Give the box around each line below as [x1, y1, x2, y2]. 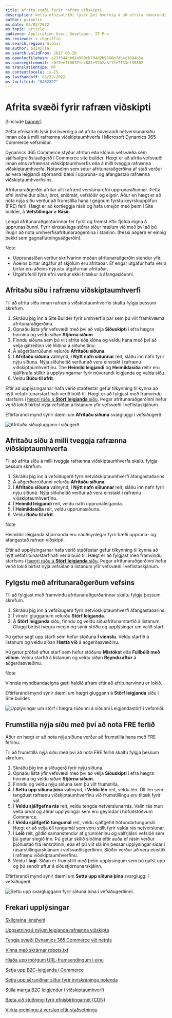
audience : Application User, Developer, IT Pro [5, 31, 109, 37]
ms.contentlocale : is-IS [5, 70, 59, 75]
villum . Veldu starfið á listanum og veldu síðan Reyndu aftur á [5, 655, 137, 661]
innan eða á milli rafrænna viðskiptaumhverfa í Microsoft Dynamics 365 [5, 134, 156, 140]
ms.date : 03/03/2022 [5, 22, 50, 27]
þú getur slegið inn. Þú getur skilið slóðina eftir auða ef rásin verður [12, 835, 155, 842]
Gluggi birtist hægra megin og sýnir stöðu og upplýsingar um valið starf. [12, 624, 165, 630]
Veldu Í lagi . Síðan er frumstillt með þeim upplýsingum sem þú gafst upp [12, 857, 165, 864]
